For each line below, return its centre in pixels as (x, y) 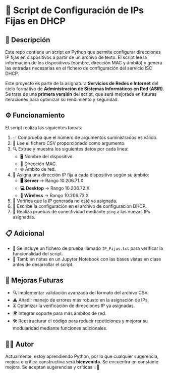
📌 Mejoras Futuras (35, 280)
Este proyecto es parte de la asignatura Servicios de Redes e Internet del (82, 83)
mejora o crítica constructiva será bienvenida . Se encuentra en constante (82, 362)
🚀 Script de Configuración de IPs (75, 10)
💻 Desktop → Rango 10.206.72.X (55, 188)
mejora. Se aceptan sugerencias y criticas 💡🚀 (52, 367)
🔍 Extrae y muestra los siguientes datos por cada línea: (70, 148)
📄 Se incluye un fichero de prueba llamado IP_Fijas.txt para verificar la (88, 248)
